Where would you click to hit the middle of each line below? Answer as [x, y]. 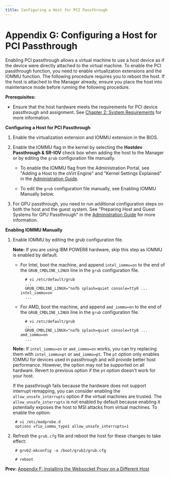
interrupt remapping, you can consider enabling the [66, 391]
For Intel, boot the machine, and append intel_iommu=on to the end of [92, 264]
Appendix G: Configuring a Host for [81, 35]
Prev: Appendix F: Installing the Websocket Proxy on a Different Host [77, 469]
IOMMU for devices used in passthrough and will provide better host [84, 360]
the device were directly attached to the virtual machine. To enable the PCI [83, 65]
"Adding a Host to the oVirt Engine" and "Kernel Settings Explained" [91, 173]
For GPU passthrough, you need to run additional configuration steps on [88, 203]
